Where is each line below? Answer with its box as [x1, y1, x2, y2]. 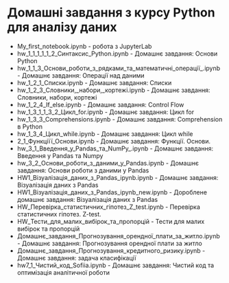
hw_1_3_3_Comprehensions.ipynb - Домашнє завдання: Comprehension [16, 115, 223, 123]
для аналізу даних [7, 19, 117, 35]
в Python [16, 122, 43, 131]
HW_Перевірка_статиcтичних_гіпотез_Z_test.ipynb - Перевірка [16, 203, 201, 211]
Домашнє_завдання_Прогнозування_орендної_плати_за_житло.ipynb [16, 231, 221, 240]
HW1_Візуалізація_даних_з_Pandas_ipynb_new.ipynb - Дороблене [16, 188, 208, 196]
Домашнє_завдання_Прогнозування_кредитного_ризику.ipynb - [16, 246, 206, 255]
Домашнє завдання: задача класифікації [16, 253, 136, 262]
